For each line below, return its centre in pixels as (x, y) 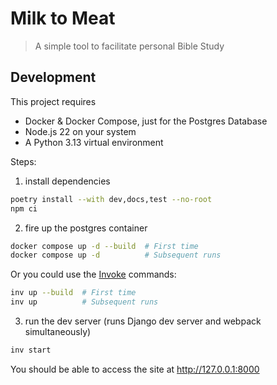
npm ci (24, 208)
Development (53, 77)
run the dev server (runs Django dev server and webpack (143, 321)
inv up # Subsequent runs (84, 302)
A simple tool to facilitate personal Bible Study (129, 46)
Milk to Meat (63, 18)
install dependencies (67, 181)
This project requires (53, 101)
